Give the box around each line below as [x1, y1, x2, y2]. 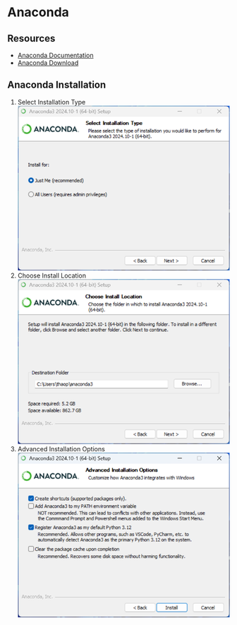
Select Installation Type [17, 97, 86, 106]
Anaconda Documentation [17, 51, 94, 59]
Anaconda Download [17, 59, 79, 67]
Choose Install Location [17, 271, 87, 280]
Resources [7, 32, 56, 44]
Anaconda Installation [7, 79, 107, 91]
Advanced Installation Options [17, 445, 106, 453]
